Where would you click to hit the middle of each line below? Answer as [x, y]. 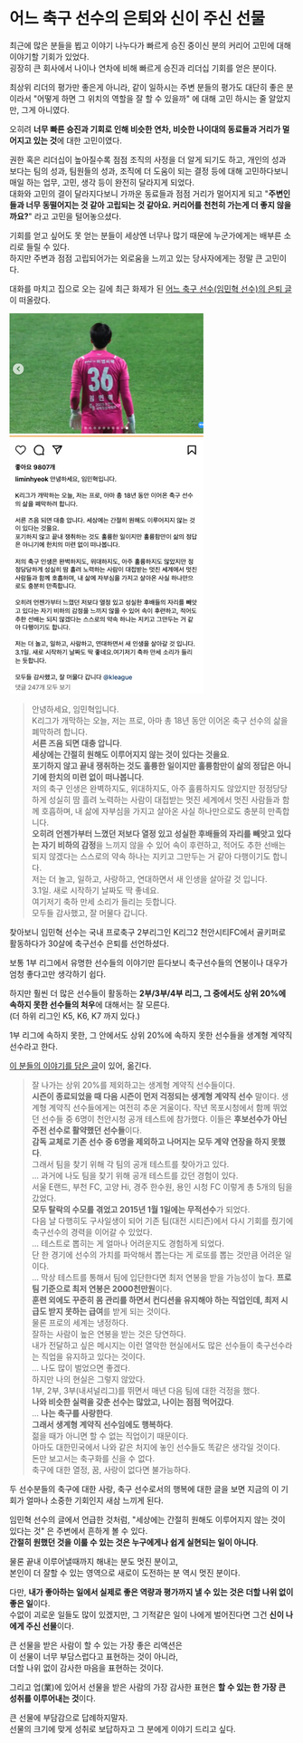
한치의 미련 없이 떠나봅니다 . [96, 777]
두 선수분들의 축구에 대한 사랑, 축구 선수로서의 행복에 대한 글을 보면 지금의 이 [144, 1489]
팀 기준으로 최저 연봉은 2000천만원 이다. [102, 1288]
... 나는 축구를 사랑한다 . [72, 1413]
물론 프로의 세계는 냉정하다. [80, 1322]
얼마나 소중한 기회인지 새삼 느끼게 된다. [95, 1500]
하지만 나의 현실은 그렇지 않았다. [88, 1379]
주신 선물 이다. [50, 1625]
